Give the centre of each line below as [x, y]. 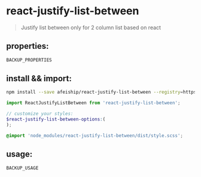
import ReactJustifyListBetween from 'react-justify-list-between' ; [93, 103]
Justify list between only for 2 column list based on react [91, 27]
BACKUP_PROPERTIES [29, 60]
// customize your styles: [40, 114]
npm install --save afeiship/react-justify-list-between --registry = [95, 92]
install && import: [39, 79]
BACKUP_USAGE [22, 168]
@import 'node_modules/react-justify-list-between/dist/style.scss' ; [95, 135]
